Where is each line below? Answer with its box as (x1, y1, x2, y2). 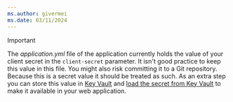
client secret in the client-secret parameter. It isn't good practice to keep (7, 57, 221, 65)
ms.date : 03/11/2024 (7, 17, 68, 24)
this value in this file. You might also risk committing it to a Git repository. (7, 64, 218, 73)
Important (7, 36, 36, 44)
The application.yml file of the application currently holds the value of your (7, 50, 224, 58)
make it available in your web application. (7, 87, 126, 95)
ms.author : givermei (7, 10, 68, 17)
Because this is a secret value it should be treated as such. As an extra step (7, 71, 226, 80)
